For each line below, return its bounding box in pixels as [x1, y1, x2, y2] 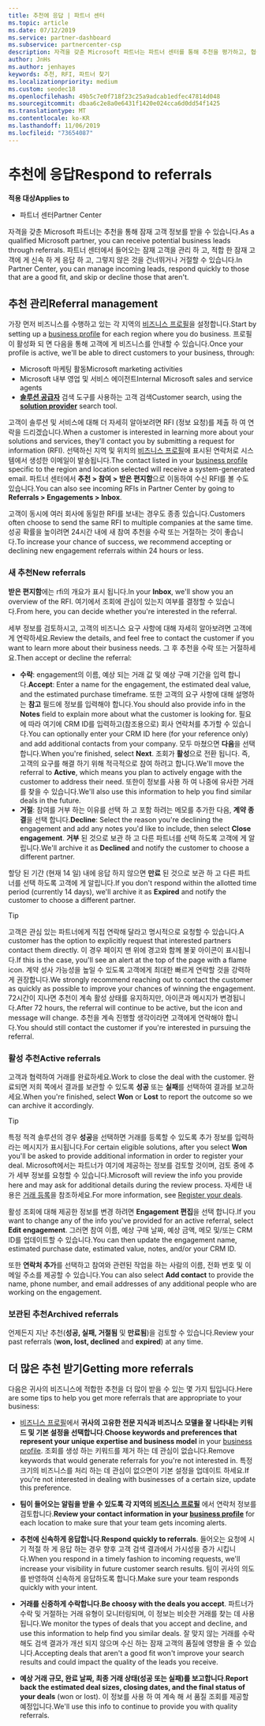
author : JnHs [8, 56, 51, 64]
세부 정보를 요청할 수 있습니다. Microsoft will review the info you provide [16, 1170, 243, 1179]
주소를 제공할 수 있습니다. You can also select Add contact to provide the [22, 1269, 254, 1280]
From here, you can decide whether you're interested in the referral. [16, 606, 237, 616]
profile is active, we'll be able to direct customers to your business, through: [8, 348, 255, 358]
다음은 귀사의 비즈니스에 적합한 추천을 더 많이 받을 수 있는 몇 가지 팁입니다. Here [8, 1384, 253, 1394]
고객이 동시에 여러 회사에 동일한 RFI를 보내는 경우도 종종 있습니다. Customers [8, 509, 246, 518]
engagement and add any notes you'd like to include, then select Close [19, 823, 252, 833]
